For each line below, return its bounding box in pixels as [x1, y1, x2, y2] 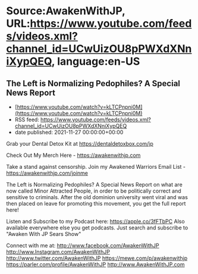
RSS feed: [14, 116, 40, 123]
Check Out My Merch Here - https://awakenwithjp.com [6, 152, 141, 159]
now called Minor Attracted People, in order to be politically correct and [6, 187, 181, 194]
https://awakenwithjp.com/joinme [6, 169, 88, 177]
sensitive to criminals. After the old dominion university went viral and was [6, 194, 188, 200]
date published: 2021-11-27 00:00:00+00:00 [14, 129, 124, 136]
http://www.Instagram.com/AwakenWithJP [6, 248, 110, 255]
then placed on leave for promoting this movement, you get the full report [6, 200, 186, 207]
